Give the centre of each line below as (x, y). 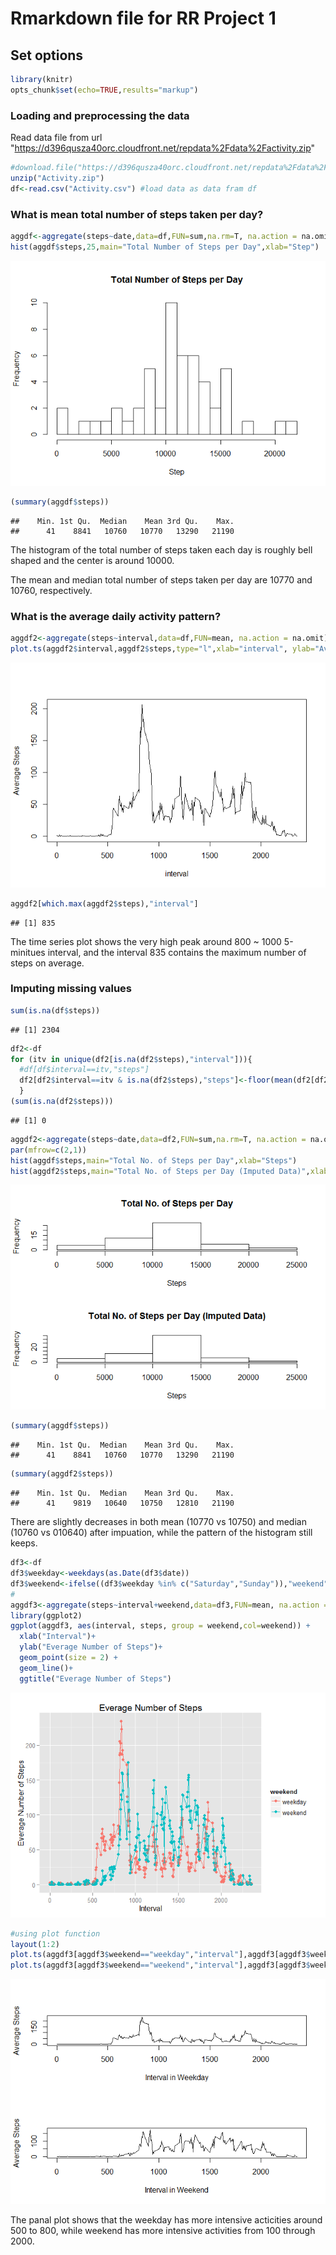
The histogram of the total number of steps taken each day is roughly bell (161, 549)
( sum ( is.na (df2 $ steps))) (62, 1102)
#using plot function (55, 1933)
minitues (28, 952)
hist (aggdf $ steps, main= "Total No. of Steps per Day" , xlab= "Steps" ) (154, 1160)
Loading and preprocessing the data (100, 115)
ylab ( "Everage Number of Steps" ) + (91, 1647)
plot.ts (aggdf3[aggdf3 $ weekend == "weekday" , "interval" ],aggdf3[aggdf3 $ (160, 1955)
